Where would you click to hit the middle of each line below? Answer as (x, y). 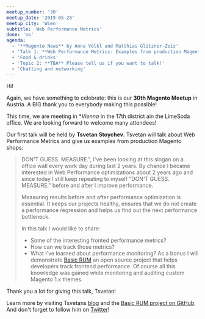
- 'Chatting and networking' (49, 69)
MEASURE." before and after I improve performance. (87, 185)
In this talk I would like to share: (61, 229)
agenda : (16, 40)
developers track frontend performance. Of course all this (103, 266)
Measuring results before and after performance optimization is (101, 197)
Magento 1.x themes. (57, 279)
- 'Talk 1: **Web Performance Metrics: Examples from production (97, 52)
